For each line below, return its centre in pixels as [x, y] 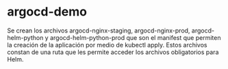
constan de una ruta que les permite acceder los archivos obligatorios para [113, 52]
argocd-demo [47, 12]
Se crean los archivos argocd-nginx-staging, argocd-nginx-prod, [99, 30]
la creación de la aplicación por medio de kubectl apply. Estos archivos [107, 45]
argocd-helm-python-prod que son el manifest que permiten [136, 37]
